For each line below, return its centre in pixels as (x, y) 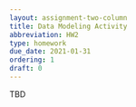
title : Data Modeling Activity (68, 26)
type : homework (38, 43)
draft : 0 (26, 69)
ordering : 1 (32, 60)
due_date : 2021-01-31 (50, 52)
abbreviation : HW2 (44, 34)
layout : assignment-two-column (68, 18)
